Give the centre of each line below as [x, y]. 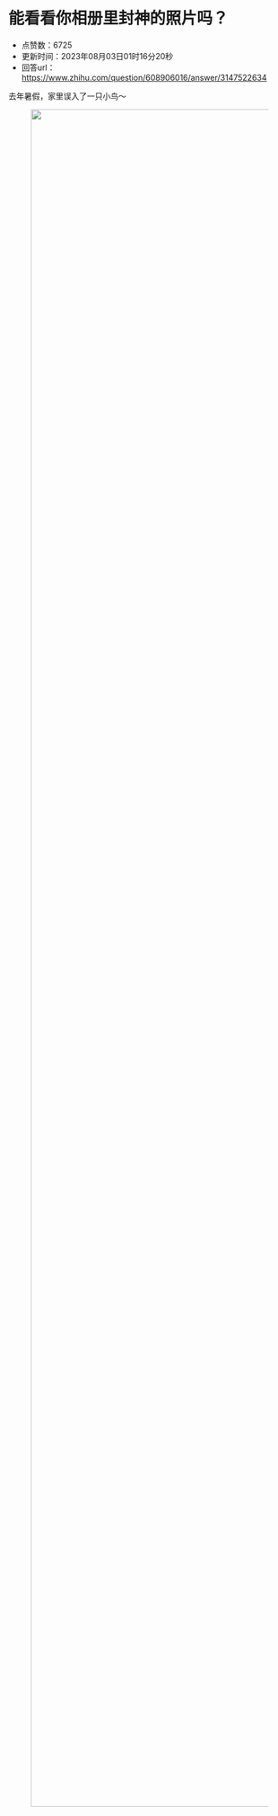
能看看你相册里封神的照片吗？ [119, 18]
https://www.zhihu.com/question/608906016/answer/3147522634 [144, 77]
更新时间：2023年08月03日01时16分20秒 [97, 56]
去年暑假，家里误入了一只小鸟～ [67, 96]
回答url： [38, 67]
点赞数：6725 [47, 45]
